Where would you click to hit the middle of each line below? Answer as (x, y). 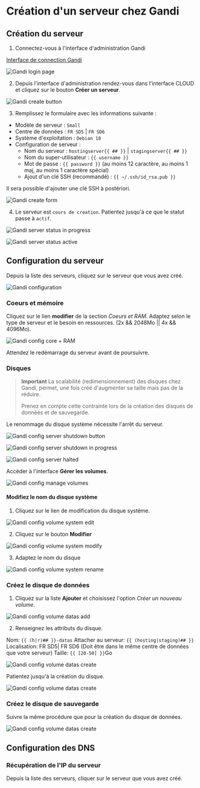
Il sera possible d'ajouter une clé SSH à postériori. (69, 188)
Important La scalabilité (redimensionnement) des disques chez (101, 382)
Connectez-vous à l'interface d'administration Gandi (80, 48)
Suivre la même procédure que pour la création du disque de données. (94, 717)
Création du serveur (45, 34)
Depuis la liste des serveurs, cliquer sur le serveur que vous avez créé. (94, 778)
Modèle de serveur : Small (47, 125)
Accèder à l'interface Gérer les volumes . (57, 471)
